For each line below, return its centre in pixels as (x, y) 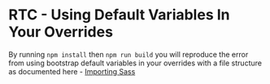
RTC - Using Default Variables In (119, 15)
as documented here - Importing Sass (72, 71)
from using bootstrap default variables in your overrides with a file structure (135, 63)
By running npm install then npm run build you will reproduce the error (128, 54)
